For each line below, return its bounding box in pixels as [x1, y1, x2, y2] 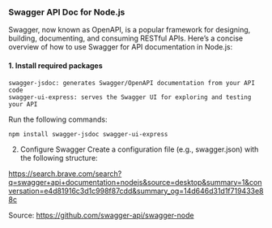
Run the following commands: [8, 114, 108, 124]
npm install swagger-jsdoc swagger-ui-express [8, 130, 168, 138]
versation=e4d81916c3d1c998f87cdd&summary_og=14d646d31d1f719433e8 [8, 186, 264, 196]
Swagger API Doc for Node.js [8, 6, 125, 18]
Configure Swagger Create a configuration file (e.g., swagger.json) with [19, 144, 259, 154]
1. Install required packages [8, 60, 103, 71]
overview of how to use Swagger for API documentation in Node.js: [8, 42, 233, 52]
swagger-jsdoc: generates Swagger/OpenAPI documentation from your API [8, 79, 255, 87]
